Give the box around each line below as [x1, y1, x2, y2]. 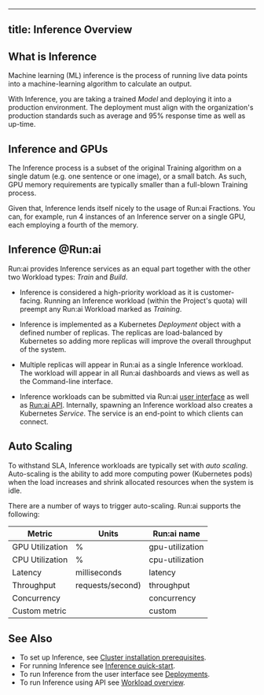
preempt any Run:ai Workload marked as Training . [19, 304, 182, 313]
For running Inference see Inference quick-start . [19, 661, 175, 671]
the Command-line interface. [19, 376, 113, 386]
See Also [8, 632, 53, 645]
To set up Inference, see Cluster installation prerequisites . [19, 652, 207, 662]
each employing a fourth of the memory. [8, 220, 139, 230]
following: [8, 509, 40, 519]
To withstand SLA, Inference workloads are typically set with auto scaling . [8, 460, 248, 470]
